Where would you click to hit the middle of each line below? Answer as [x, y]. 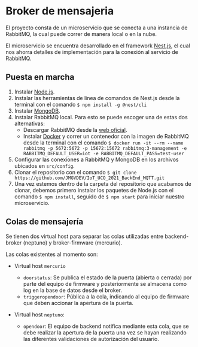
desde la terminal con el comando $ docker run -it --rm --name [103, 143]
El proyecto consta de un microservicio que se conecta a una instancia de [97, 28]
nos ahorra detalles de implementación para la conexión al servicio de [92, 52]
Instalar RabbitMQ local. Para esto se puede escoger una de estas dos [101, 117]
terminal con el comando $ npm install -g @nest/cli [80, 104]
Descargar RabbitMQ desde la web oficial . [75, 129]
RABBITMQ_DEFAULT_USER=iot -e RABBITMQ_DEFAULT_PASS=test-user [104, 153]
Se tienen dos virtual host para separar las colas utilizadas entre [85, 236]
